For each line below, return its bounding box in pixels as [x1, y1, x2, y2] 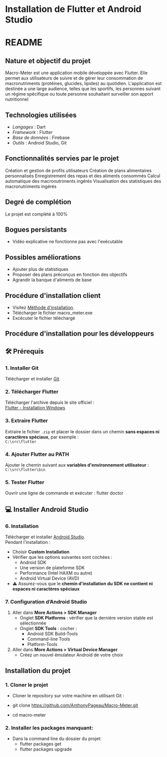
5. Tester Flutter [5, 479, 45, 486]
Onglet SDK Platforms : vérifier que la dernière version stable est [19, 615, 154, 621]
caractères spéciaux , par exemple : [5, 434, 79, 440]
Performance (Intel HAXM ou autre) [19, 570, 93, 576]
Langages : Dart [12, 124, 46, 130]
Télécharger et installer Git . [5, 376, 61, 382]
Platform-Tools [27, 641, 58, 647]
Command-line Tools [27, 636, 71, 642]
